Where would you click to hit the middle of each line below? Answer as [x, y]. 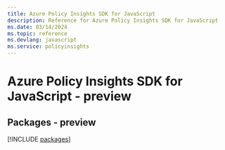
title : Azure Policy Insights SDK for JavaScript [82, 14]
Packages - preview [52, 122]
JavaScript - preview [70, 96]
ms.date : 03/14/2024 [38, 27]
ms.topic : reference [38, 33]
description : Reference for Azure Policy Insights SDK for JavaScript [113, 20]
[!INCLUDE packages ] [39, 139]
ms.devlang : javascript [42, 40]
